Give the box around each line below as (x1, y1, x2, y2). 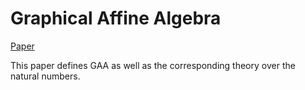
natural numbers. (10, 70, 81, 82)
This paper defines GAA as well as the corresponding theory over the (10, 59, 296, 71)
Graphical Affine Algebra (10, 7, 222, 30)
